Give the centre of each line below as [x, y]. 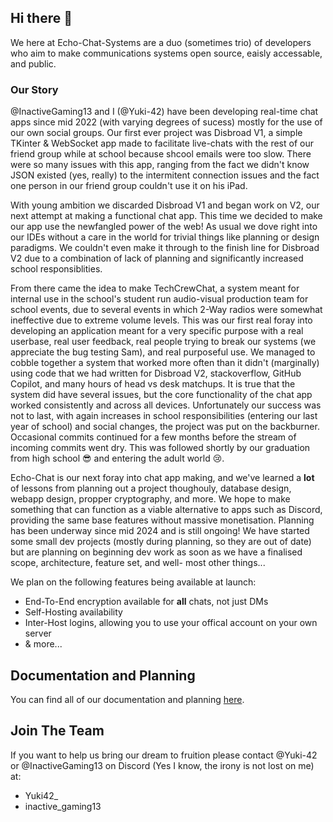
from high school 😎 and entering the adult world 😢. [117, 458]
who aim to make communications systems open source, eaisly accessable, [166, 53]
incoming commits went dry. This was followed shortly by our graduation [160, 448]
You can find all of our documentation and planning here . [127, 699]
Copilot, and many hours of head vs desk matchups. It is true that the [153, 384]
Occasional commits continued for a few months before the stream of [153, 437]
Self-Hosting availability [73, 612]
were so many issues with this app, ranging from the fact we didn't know [160, 165]
